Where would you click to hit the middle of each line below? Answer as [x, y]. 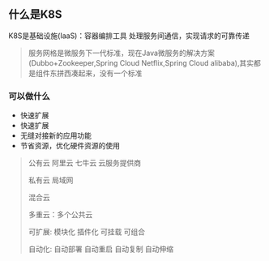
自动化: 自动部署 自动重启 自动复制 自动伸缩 [101, 249]
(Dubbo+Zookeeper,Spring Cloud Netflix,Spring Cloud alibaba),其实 [141, 62]
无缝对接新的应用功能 [56, 135]
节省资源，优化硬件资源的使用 [70, 146]
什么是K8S [35, 15]
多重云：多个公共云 [60, 215]
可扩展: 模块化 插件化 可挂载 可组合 [87, 232]
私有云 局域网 [51, 180]
